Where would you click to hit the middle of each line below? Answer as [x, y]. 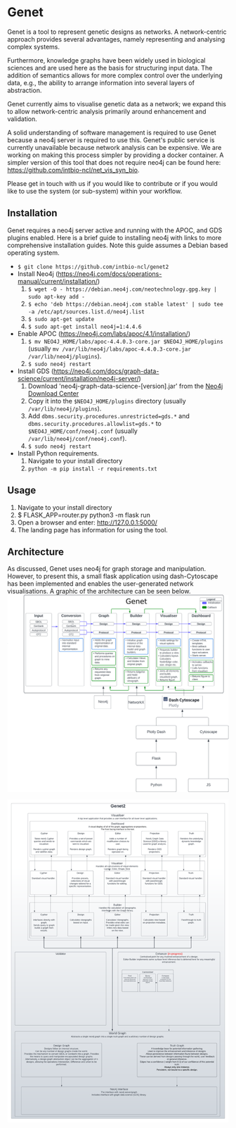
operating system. [33, 252]
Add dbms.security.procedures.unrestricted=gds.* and [109, 415]
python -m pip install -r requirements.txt [93, 469]
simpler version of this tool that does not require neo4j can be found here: [114, 162]
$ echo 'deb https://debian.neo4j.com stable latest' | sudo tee [125, 304]
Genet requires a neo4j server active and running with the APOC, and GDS [115, 230]
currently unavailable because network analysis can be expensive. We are [114, 147]
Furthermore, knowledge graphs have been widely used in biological [106, 60]
